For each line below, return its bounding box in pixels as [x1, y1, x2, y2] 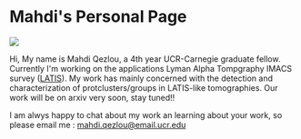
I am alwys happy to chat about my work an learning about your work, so [9, 109, 283, 120]
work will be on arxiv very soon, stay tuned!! [9, 92, 176, 103]
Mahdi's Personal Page [9, 6, 187, 27]
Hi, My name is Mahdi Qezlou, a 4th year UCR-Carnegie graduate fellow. [9, 53, 281, 65]
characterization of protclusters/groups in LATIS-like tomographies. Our [9, 82, 279, 93]
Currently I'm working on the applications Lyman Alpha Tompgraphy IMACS [9, 63, 293, 74]
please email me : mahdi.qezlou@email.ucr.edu [9, 119, 186, 130]
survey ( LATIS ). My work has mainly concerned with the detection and [9, 73, 274, 84]
